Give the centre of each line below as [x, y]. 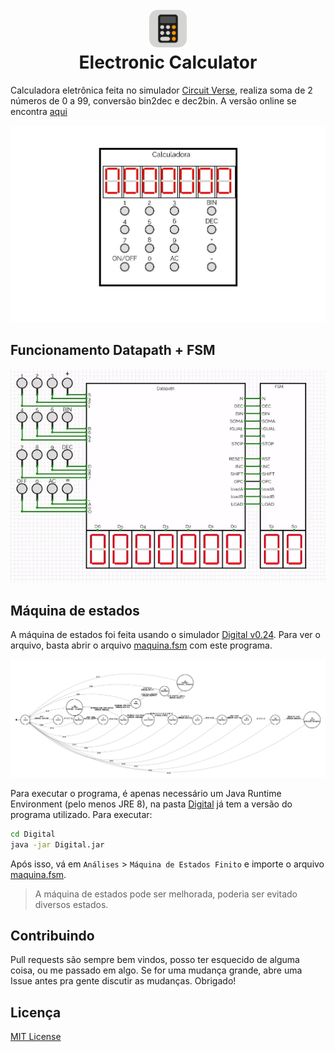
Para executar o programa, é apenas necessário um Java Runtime [146, 793]
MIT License [36, 1037]
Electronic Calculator [168, 62]
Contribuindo [52, 935]
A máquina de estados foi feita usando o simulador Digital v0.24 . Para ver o [165, 635]
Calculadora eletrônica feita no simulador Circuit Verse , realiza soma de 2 [161, 90]
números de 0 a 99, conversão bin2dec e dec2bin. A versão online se [153, 100]
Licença [36, 1012]
